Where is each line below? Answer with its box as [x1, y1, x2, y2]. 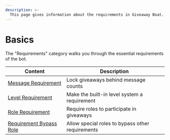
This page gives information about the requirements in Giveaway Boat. [10, 12, 164, 17]
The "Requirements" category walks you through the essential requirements [5, 51, 164, 57]
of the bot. [5, 56, 27, 62]
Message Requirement [8, 79, 62, 86]
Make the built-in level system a [66, 91, 143, 98]
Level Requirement [8, 94, 52, 101]
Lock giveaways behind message [66, 76, 146, 83]
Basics [5, 34, 34, 45]
